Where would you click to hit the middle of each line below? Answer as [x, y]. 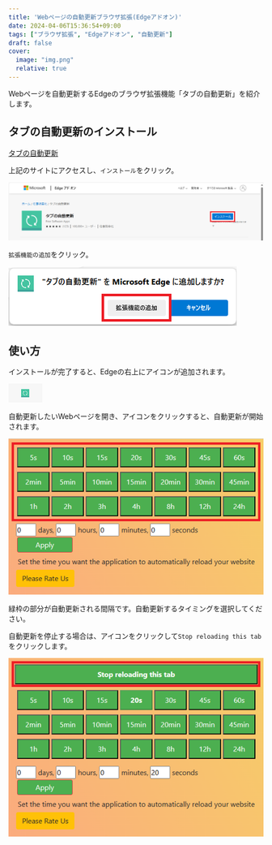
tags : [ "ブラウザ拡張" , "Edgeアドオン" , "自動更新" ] [91, 34]
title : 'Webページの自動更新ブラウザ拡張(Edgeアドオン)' [95, 17]
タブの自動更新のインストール [83, 132]
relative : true [41, 69]
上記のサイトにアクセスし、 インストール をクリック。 [93, 170]
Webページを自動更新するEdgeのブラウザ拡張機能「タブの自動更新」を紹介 [134, 93]
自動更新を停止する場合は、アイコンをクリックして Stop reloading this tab [135, 636]
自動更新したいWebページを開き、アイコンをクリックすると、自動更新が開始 [136, 416]
